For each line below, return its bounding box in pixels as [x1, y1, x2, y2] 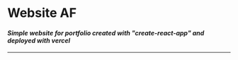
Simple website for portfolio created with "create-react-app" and [7, 28, 205, 37]
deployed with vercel [7, 36, 71, 44]
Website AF [7, 5, 76, 21]
